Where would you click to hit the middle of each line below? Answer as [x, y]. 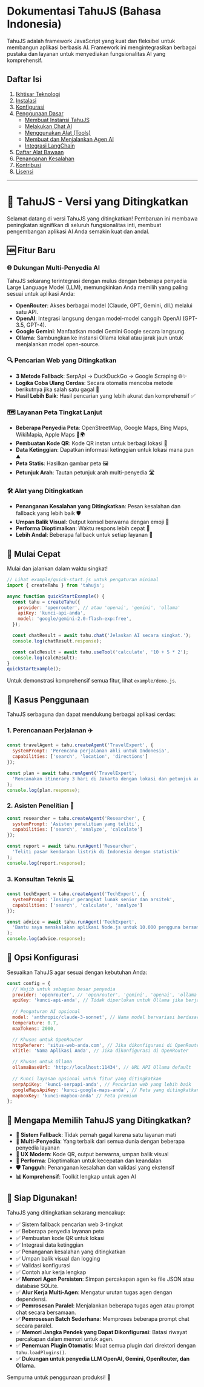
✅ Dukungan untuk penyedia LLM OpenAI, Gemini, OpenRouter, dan [103, 1358]
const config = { [29, 983]
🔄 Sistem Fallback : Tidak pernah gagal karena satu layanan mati [96, 1135]
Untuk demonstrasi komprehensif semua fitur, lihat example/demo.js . [92, 681]
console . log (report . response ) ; [46, 863]
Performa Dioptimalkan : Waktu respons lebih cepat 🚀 [83, 528]
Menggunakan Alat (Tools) [58, 132]
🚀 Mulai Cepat [34, 554]
